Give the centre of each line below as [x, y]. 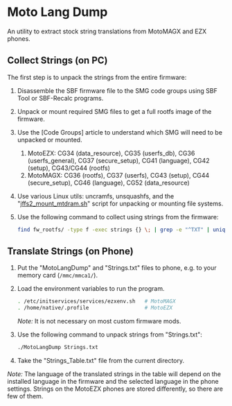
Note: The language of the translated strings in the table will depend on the [114, 374]
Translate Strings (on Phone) [70, 252]
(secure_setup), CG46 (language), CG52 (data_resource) [108, 183]
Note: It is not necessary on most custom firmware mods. [99, 321]
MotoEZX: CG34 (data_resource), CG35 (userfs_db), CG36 [111, 153]
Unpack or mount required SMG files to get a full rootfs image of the [114, 111]
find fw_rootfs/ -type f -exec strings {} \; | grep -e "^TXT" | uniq [121, 230]
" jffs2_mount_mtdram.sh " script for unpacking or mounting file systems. [120, 203]
